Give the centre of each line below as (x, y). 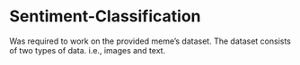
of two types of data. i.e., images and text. (88, 50)
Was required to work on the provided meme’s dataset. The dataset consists (150, 41)
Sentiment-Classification (105, 16)
